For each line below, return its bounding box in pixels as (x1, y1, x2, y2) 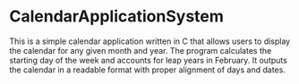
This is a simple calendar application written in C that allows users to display (9, 36, 291, 46)
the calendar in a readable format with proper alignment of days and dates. (9, 64, 286, 75)
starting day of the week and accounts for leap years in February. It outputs (9, 55, 288, 65)
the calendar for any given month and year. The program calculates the (9, 45, 272, 55)
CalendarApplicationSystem (9, 6, 224, 27)
